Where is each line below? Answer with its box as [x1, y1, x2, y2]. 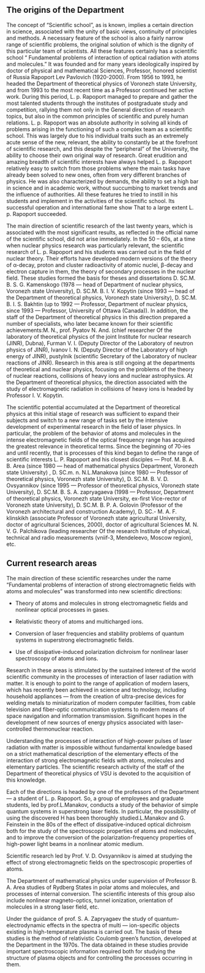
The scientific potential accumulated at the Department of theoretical [6, 403, 181, 410]
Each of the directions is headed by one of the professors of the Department [6, 788, 199, 795]
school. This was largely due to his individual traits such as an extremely [6, 132, 188, 139]
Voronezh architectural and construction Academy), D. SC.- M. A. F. [6, 507, 177, 515]
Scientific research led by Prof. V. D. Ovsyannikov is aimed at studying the [6, 852, 193, 860]
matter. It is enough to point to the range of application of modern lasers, [6, 679, 190, 686]
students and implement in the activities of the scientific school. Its [6, 197, 175, 204]
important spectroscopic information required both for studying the [6, 947, 176, 955]
